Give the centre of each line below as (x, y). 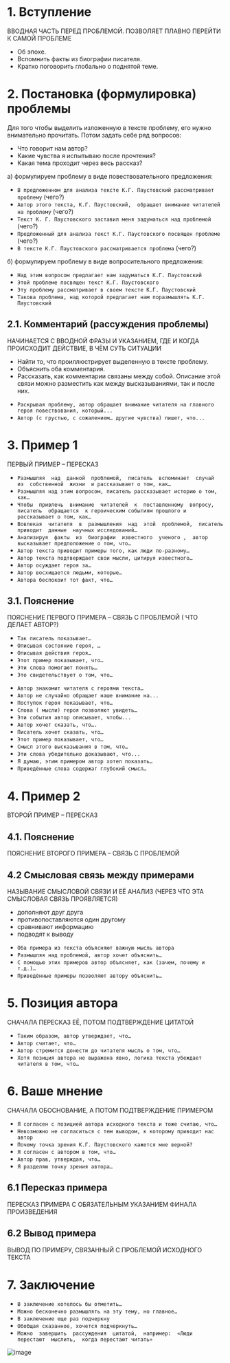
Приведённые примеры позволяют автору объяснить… (90, 976)
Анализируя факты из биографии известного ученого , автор (112, 537)
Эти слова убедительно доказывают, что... (79, 754)
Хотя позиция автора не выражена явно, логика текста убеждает (110, 1058)
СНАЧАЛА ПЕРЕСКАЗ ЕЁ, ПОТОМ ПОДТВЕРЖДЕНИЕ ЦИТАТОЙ (101, 1022)
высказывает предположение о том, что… (74, 543)
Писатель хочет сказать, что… (60, 732)
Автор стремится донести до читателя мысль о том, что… (99, 1050)
